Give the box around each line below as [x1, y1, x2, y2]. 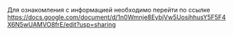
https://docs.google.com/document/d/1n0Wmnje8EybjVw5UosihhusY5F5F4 [7, 13, 226, 21]
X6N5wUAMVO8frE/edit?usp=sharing [7, 21, 116, 28]
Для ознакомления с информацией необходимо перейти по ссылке [7, 6, 211, 14]
